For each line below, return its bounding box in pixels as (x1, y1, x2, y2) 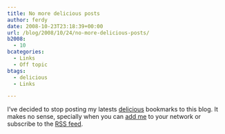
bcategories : (7, 49, 45, 56)
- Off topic (13, 61, 48, 68)
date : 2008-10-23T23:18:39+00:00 (7, 23, 104, 30)
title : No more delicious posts (7, 10, 100, 17)
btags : (7, 67, 26, 74)
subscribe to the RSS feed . (7, 120, 84, 128)
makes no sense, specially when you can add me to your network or (7, 113, 202, 121)
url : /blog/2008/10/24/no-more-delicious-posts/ (7, 29, 150, 36)
